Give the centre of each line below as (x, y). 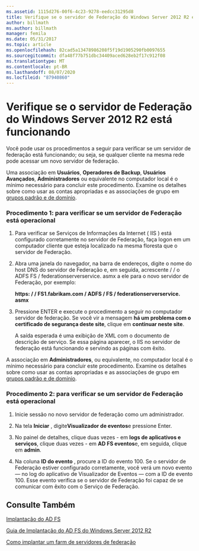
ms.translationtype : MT (36, 61)
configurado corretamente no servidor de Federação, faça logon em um (102, 240)
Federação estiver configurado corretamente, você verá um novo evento (103, 468)
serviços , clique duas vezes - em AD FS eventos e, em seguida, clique (101, 443)
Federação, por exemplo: (45, 282)
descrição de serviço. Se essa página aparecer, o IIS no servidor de (97, 342)
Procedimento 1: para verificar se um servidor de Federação (94, 212)
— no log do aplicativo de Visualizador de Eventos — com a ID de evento (104, 473)
